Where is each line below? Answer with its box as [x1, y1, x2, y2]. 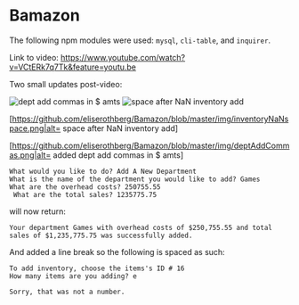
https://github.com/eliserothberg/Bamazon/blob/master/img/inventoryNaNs [12, 113, 289, 124]
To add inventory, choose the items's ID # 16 [9, 264, 185, 273]
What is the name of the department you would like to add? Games [9, 175, 261, 184]
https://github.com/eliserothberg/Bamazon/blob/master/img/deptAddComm [12, 140, 290, 151]
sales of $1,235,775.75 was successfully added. [9, 231, 193, 240]
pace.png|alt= [9, 122, 61, 134]
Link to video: [9, 52, 60, 62]
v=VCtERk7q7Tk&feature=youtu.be [9, 62, 136, 72]
